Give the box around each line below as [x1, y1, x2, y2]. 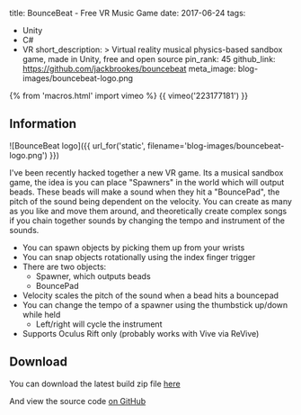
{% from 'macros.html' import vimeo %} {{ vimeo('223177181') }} [9, 90, 249, 101]
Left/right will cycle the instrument [35, 319, 163, 329]
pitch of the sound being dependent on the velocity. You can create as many [9, 195, 292, 206]
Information [9, 116, 77, 131]
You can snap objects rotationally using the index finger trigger [22, 251, 256, 262]
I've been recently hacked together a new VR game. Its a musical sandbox [9, 167, 284, 178]
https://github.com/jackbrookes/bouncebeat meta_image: [22, 63, 236, 74]
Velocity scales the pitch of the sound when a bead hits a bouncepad [22, 290, 279, 301]
